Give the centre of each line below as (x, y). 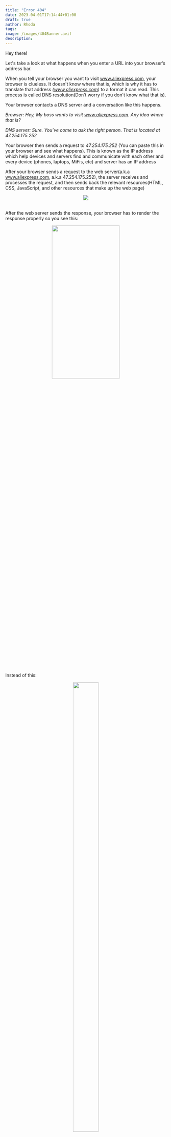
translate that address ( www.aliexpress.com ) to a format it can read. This (82, 89)
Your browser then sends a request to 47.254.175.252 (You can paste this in (85, 145)
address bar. (18, 68)
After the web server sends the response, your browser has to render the (82, 213)
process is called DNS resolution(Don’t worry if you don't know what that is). (86, 95)
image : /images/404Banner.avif (39, 34)
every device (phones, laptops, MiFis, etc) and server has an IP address (81, 161)
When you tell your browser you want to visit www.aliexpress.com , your (81, 78)
